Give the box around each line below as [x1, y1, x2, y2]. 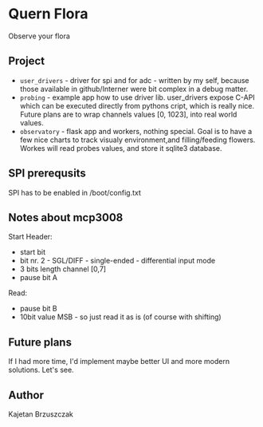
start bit [19, 247, 46, 257]
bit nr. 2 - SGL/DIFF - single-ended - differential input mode [19, 256, 216, 266]
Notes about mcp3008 [8, 211, 124, 224]
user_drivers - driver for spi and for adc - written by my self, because [19, 75, 249, 85]
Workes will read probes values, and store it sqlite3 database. [19, 143, 222, 152]
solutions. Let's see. [8, 365, 74, 375]
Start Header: [8, 232, 53, 242]
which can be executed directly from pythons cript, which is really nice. [19, 101, 255, 110]
